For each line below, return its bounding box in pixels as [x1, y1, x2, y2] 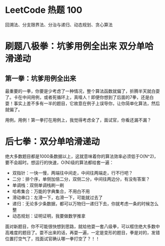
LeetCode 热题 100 [5, 4, 82, 16]
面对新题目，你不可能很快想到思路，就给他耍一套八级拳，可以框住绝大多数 [5, 223, 156, 229]
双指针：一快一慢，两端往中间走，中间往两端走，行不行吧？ [12, 170, 133, 176]
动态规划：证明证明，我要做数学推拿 [12, 213, 86, 219]
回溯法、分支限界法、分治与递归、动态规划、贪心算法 [5, 22, 113, 28]
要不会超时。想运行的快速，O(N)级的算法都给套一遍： [5, 159, 114, 165]
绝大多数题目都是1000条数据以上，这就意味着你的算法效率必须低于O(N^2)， [5, 153, 159, 159]
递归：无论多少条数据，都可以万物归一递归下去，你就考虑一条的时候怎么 [12, 200, 159, 207]
